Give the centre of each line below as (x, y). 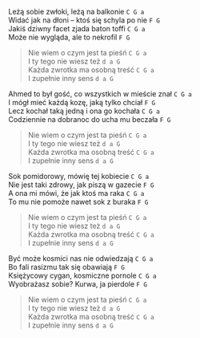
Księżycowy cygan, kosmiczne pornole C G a (82, 275)
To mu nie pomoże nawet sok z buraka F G (78, 202)
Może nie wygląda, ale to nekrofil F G (69, 37)
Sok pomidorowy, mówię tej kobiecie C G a (79, 176)
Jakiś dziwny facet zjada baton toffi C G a (77, 29)
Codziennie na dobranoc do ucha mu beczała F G (90, 119)
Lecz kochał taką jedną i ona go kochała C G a (84, 111)
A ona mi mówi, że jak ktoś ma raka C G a (76, 193)
